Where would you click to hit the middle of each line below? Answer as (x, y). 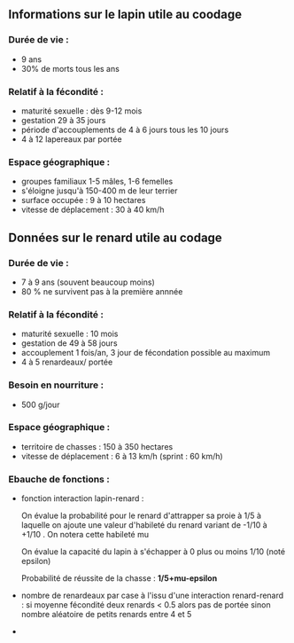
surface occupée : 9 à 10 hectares (83, 200)
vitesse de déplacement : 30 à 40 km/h (93, 210)
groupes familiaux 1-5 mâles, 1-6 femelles (97, 182)
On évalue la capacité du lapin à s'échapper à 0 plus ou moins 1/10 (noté (153, 552)
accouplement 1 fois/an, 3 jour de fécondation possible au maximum (146, 353)
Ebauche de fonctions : (59, 479)
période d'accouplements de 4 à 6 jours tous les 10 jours (125, 129)
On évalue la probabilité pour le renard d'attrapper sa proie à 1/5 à (141, 516)
